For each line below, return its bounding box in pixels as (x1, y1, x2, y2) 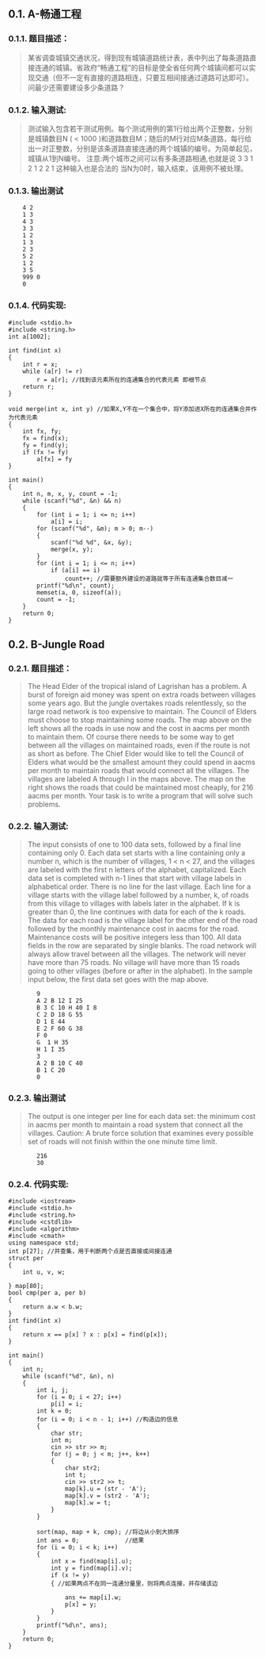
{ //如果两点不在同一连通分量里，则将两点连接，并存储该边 (50, 1580, 218, 1588)
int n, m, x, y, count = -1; (22, 490, 119, 498)
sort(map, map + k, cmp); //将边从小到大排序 (36, 1528, 180, 1536)
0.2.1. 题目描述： (8, 663, 72, 674)
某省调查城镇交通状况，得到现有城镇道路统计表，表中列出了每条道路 (27, 52, 250, 62)
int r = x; (22, 360, 59, 368)
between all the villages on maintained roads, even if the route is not (27, 740, 251, 750)
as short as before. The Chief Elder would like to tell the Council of (27, 749, 244, 759)
